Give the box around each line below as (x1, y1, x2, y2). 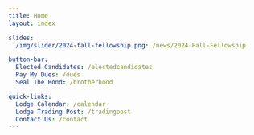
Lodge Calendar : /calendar (15, 100, 106, 108)
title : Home (8, 11, 48, 20)
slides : (8, 34, 35, 42)
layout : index (8, 19, 56, 27)
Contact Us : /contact (15, 115, 88, 123)
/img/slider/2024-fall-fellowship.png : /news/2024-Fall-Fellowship (15, 41, 247, 49)
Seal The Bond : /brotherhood (15, 78, 113, 86)
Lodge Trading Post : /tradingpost (15, 108, 131, 116)
